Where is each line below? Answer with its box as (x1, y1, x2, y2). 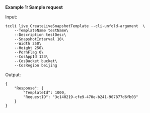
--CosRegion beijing (14, 63, 57, 68)
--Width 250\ (14, 41, 42, 46)
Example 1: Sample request (5, 4, 63, 10)
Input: (5, 14, 18, 19)
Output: (5, 72, 21, 77)
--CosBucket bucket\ (14, 58, 57, 63)
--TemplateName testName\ (14, 28, 69, 33)
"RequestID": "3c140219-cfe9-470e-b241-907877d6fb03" (23, 94, 138, 99)
